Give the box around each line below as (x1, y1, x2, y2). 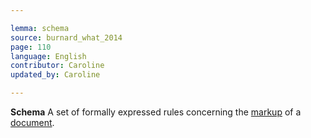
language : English (10, 51, 87, 61)
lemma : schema (10, 23, 70, 33)
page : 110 (10, 42, 52, 52)
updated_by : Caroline (10, 70, 101, 80)
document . (10, 117, 55, 128)
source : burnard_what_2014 (10, 32, 123, 43)
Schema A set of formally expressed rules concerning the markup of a (10, 106, 302, 118)
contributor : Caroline (10, 61, 105, 71)
